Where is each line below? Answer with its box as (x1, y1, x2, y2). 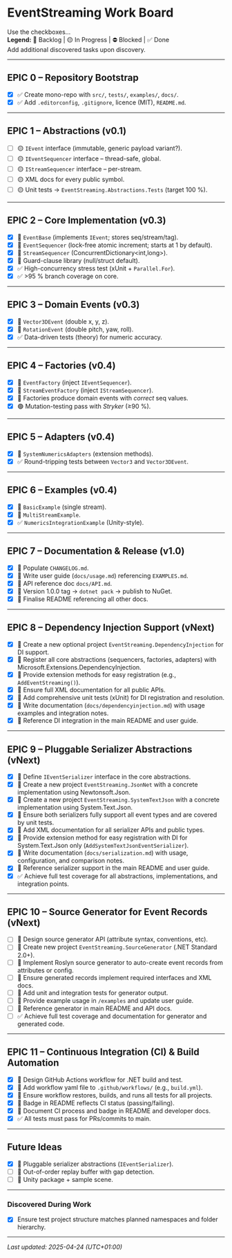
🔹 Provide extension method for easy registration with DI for (17, 833, 188, 842)
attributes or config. (17, 966, 74, 974)
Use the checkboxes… (7, 28, 71, 36)
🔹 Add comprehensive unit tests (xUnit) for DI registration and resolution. (17, 694, 224, 701)
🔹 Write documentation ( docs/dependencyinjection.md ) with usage (17, 701, 205, 710)
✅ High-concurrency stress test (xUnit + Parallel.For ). (17, 264, 175, 272)
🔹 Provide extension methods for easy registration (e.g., (17, 670, 176, 678)
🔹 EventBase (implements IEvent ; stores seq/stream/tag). (17, 233, 179, 241)
